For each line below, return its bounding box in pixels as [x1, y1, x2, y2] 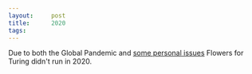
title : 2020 [8, 19, 66, 27]
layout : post [8, 11, 66, 20]
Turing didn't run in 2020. [8, 56, 93, 66]
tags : [8, 26, 26, 34]
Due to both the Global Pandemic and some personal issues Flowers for [8, 49, 244, 58]
